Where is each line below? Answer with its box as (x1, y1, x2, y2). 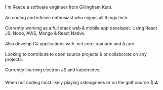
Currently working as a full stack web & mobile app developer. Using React (5, 25, 157, 31)
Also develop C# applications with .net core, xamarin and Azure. (5, 41, 136, 46)
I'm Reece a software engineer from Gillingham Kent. (5, 4, 113, 10)
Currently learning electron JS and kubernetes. (5, 67, 101, 73)
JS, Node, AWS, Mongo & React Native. (5, 30, 85, 36)
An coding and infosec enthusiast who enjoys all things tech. (5, 15, 129, 20)
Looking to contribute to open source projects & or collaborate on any (5, 51, 147, 57)
